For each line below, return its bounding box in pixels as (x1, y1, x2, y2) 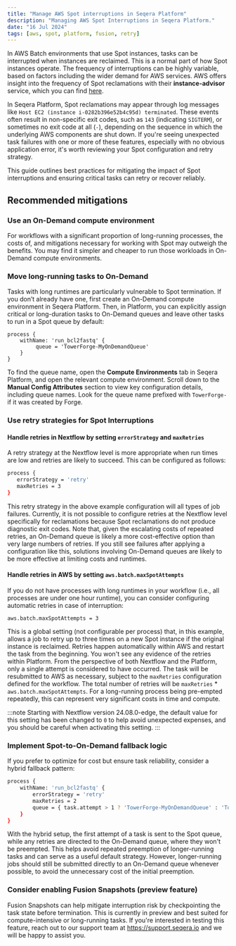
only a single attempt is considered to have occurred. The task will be (7, 665, 209, 673)
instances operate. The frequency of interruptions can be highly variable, (7, 64, 219, 73)
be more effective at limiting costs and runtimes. (7, 554, 147, 563)
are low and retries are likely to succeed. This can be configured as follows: (7, 456, 226, 465)
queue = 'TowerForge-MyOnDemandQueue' (35, 343, 150, 351)
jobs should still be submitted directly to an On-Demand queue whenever (7, 860, 219, 869)
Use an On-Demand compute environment (7, 216, 155, 225)
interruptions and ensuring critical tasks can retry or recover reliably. (7, 174, 206, 182)
